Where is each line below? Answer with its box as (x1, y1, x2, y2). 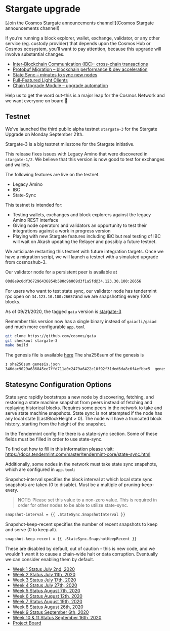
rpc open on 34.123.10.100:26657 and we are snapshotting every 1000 (5, 293, 151, 299)
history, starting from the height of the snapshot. (5, 421, 106, 427)
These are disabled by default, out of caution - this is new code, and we (5, 545, 155, 551)
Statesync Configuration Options (5, 380, 112, 389)
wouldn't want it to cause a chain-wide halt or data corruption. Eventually (5, 550, 158, 557)
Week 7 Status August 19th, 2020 (12, 598, 82, 604)
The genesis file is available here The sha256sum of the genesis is (5, 352, 144, 358)
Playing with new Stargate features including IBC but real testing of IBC (12, 233, 161, 239)
